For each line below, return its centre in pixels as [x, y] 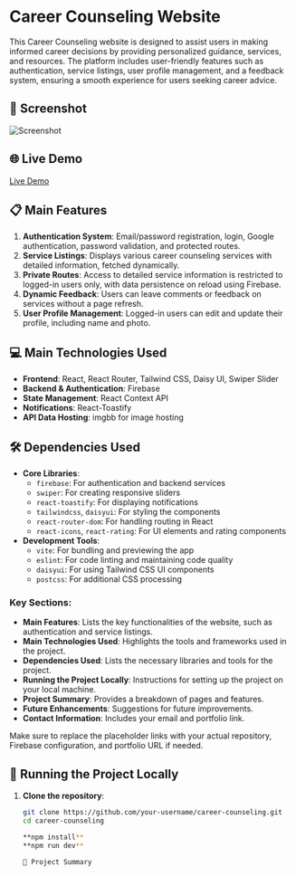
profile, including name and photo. [86, 323]
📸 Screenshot [48, 109]
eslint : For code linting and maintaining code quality [134, 560]
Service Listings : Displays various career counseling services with [147, 256]
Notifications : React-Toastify [77, 408]
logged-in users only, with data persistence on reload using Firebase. [152, 285]
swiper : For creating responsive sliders [108, 492]
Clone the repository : [63, 796]
